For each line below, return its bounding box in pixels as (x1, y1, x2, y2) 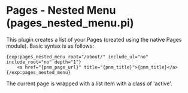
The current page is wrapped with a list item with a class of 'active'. (6, 80, 172, 87)
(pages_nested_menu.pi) (6, 16, 134, 30)
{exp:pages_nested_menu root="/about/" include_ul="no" (6, 54, 148, 60)
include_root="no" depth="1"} (6, 59, 82, 65)
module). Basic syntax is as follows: (6, 42, 95, 49)
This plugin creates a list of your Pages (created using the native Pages (6, 36, 182, 43)
